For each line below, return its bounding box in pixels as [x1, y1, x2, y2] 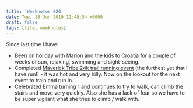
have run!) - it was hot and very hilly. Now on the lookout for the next [14, 71, 180, 78]
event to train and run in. [14, 77, 74, 84]
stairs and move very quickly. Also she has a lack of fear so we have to [14, 89, 185, 96]
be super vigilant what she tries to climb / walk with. [14, 96, 140, 103]
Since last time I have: [6, 41, 59, 48]
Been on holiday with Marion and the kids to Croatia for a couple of [14, 52, 176, 59]
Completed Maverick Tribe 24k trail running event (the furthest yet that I [14, 65, 188, 72]
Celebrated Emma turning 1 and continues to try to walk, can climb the [14, 83, 184, 90]
